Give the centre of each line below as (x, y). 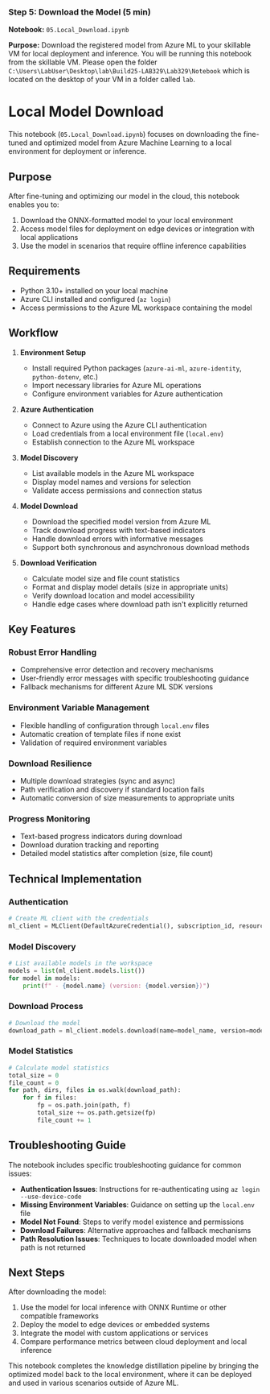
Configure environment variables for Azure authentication (127, 394)
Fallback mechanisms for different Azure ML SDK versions (117, 687)
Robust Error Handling (53, 652)
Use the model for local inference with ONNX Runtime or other (123, 1308)
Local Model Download (86, 112)
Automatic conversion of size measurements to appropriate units (127, 798)
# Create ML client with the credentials (79, 918)
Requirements (44, 271)
